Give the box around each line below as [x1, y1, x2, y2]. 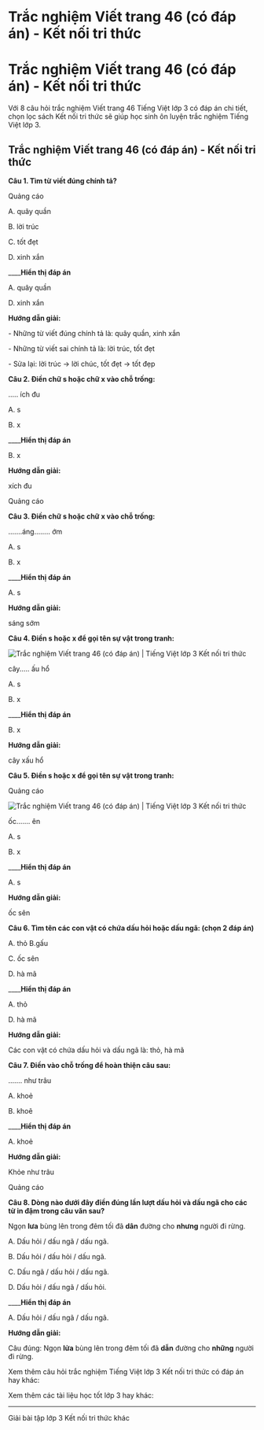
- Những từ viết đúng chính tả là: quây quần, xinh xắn [8, 328, 181, 338]
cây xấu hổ [8, 756, 44, 765]
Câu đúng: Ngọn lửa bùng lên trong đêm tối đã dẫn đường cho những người [8, 1343, 254, 1353]
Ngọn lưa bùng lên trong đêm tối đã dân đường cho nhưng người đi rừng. [8, 1221, 246, 1231]
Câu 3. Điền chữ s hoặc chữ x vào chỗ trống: [8, 512, 156, 521]
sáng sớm [8, 618, 41, 627]
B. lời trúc [8, 221, 39, 231]
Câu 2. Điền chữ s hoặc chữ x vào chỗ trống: [8, 374, 156, 383]
